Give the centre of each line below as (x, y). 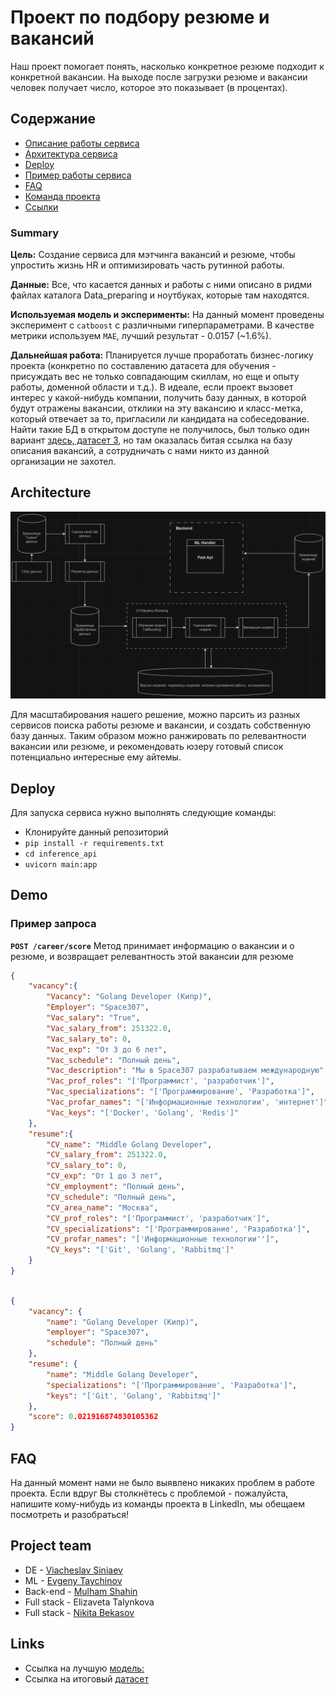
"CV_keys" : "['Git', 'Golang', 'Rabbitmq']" (140, 1250)
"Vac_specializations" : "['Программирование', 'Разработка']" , (180, 1092)
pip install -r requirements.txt (94, 843)
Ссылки (41, 207)
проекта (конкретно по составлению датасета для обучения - (143, 366)
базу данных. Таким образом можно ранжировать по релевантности (158, 736)
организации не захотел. (63, 462)
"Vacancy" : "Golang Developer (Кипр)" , (129, 997)
